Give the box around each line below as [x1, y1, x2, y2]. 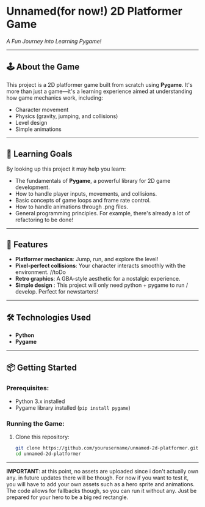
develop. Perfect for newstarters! [15, 288, 99, 295]
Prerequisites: [6, 383, 49, 392]
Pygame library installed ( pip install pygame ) [15, 404, 131, 411]
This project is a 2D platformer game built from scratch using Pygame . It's [6, 81, 193, 88]
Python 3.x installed [15, 398, 65, 405]
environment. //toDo [15, 268, 66, 276]
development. [15, 183, 50, 191]
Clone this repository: [15, 433, 70, 441]
